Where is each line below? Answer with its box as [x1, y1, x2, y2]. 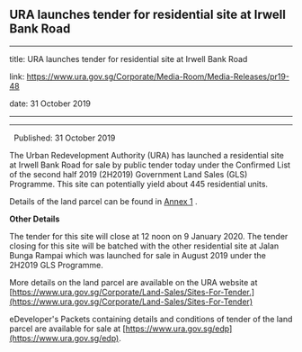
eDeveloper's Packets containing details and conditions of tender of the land [9, 313, 293, 324]
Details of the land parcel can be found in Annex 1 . [9, 195, 198, 206]
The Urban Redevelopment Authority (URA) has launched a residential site [9, 149, 285, 160]
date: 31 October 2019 [9, 98, 92, 109]
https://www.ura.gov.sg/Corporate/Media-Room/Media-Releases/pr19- [26, 71, 290, 82]
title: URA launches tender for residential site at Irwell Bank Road [9, 53, 248, 64]
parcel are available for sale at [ [9, 323, 126, 334]
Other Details [9, 213, 60, 224]
